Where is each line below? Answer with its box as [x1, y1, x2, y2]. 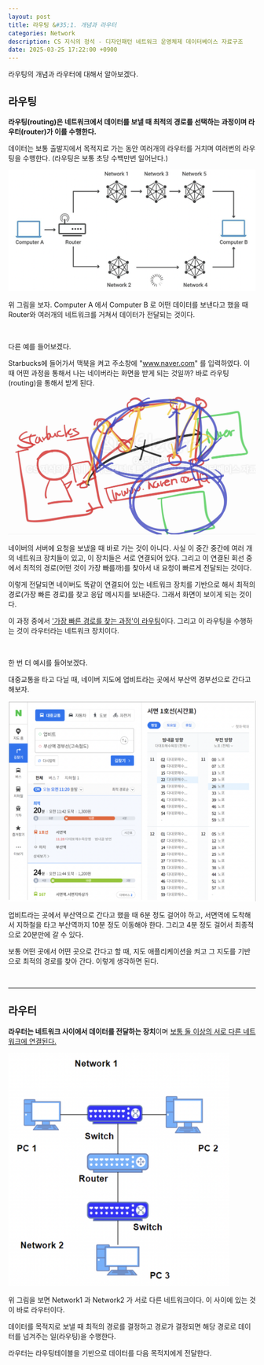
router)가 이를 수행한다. [23, 127, 97, 136]
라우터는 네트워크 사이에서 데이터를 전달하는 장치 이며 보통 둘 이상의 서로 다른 [8, 1027, 242, 1036]
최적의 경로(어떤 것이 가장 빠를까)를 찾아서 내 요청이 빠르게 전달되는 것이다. [22, 563, 252, 573]
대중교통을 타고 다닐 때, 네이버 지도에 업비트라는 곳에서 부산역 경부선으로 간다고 [8, 675, 251, 684]
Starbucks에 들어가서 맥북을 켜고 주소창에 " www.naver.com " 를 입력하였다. [8, 358, 242, 367]
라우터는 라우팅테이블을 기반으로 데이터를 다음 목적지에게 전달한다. [8, 1348, 212, 1357]
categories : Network [8, 29, 76, 37]
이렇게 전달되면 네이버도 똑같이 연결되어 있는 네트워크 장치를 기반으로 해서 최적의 [8, 580, 256, 589]
